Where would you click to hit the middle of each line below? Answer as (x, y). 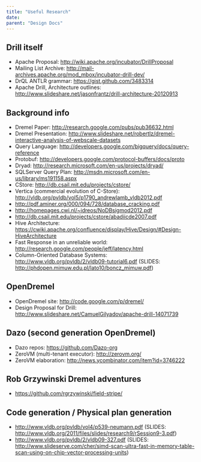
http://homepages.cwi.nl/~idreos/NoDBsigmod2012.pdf (84, 210)
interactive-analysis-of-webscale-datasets (68, 140)
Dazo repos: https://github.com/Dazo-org (66, 347)
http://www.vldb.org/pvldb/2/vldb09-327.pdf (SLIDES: (82, 440)
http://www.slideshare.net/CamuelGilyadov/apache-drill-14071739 (97, 314)
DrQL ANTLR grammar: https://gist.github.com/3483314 (84, 81)
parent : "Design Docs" (34, 23)
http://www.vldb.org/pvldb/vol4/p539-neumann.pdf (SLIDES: (90, 427)
